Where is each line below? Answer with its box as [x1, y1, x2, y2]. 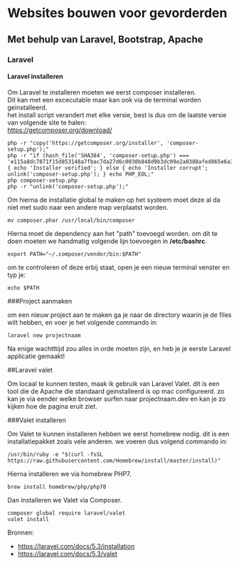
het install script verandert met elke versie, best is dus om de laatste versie [7, 110, 227, 119]
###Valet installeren [7, 416, 66, 424]
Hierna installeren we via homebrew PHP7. [7, 469, 132, 478]
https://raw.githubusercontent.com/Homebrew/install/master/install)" [7, 457, 221, 464]
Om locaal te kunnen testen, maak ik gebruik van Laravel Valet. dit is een [7, 379, 221, 388]
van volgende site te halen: [7, 118, 87, 127]
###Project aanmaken [7, 296, 73, 305]
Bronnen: [7, 528, 34, 537]
